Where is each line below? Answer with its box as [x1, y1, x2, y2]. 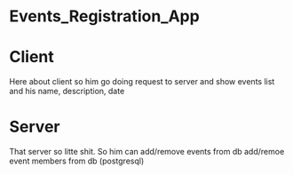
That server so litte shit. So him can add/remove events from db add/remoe [9, 147, 285, 157]
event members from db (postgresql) [9, 155, 145, 166]
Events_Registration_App [9, 6, 200, 27]
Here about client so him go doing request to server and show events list [9, 76, 275, 87]
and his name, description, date [9, 86, 125, 97]
